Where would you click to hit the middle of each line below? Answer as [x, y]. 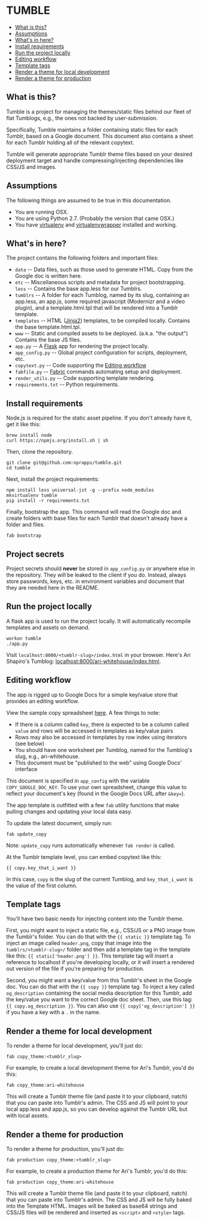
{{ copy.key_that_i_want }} [41, 868]
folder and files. [25, 525]
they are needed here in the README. [53, 588]
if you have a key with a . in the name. [53, 1012]
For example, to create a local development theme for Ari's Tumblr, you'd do [100, 1068]
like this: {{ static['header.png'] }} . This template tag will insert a [90, 956]
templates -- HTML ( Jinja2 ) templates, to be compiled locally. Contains [102, 321]
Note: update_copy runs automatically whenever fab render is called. [91, 845]
